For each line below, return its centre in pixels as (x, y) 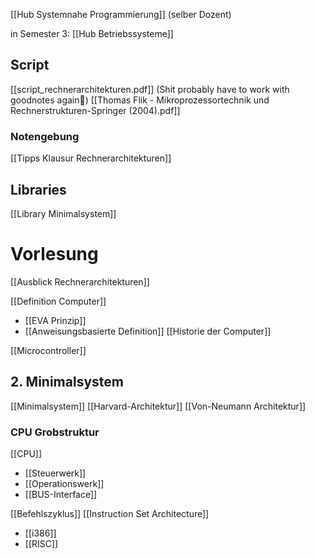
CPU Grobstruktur (55, 432)
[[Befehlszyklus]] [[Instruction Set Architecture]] (110, 513)
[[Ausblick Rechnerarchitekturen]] (80, 281)
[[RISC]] (41, 543)
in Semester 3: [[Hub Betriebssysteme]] (92, 33)
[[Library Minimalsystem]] (63, 213)
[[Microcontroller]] (48, 350)
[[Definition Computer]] (58, 301)
